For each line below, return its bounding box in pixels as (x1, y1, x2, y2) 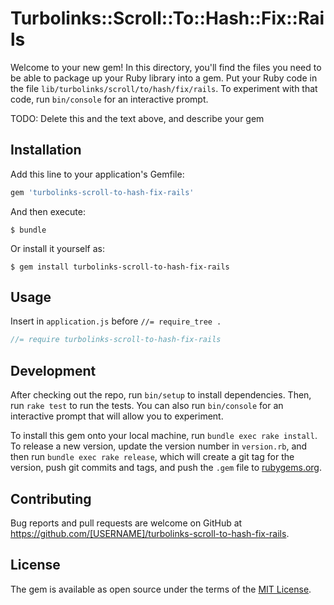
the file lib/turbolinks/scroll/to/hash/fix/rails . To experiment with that (10, 82, 318, 94)
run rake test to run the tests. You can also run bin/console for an (10, 400, 284, 412)
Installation (10, 142, 82, 159)
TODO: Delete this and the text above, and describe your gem (10, 112, 265, 124)
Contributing (10, 490, 92, 507)
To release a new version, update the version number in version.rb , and (10, 440, 308, 452)
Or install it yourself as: (10, 242, 105, 254)
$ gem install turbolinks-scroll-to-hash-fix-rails (10, 262, 230, 272)
